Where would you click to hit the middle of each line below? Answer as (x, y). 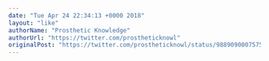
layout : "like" (34, 23)
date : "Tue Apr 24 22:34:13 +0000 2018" (77, 15)
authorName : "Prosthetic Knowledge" (69, 30)
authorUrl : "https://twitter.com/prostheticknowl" (94, 38)
